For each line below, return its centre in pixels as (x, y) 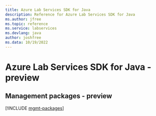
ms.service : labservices (31, 28)
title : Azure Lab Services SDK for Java (48, 10)
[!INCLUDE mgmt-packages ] (34, 108)
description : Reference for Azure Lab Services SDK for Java (70, 14)
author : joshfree (23, 38)
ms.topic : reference (27, 24)
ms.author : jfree (23, 19)
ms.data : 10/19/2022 (27, 42)
